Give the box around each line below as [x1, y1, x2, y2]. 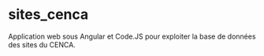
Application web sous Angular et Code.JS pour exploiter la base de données [8, 32, 256, 41]
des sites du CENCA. [8, 39, 76, 49]
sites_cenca [8, 6, 89, 24]
